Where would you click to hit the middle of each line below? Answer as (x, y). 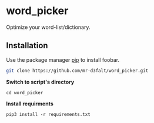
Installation (27, 46)
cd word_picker (25, 92)
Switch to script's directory (40, 82)
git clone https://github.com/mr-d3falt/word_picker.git (77, 71)
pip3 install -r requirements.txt (48, 114)
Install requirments (30, 104)
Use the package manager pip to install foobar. (63, 59)
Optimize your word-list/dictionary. (48, 27)
